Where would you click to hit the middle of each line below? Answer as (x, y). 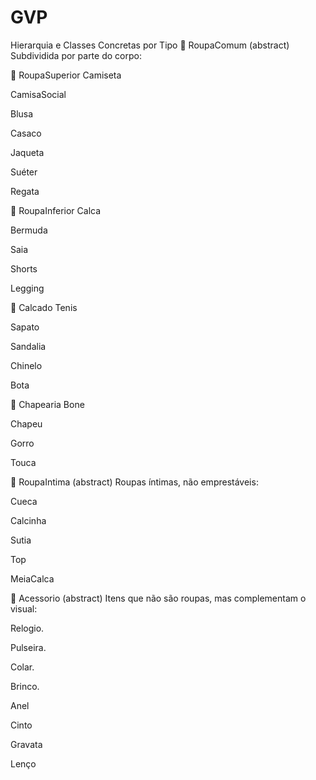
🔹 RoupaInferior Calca (56, 210)
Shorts (24, 268)
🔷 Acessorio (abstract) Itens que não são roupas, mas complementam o (158, 598)
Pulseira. (28, 647)
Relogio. (27, 628)
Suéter (24, 172)
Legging (27, 288)
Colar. (22, 667)
